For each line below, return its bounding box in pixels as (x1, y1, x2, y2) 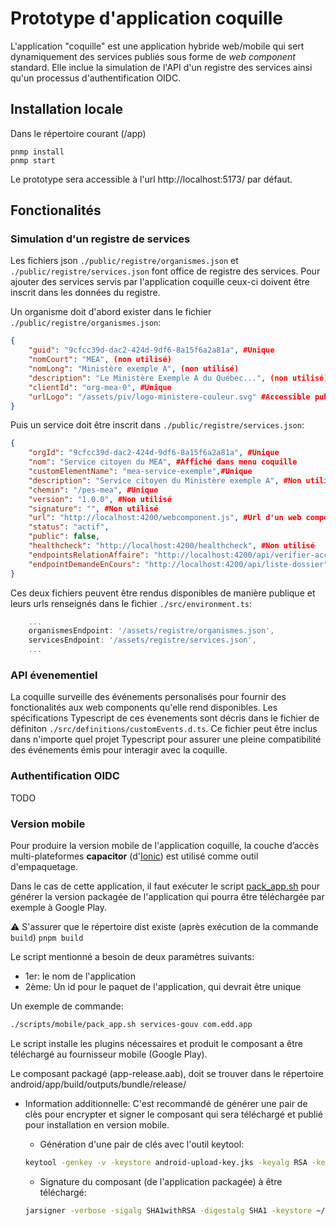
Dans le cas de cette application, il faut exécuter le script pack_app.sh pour (10, 880, 321, 892)
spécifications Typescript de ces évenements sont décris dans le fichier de (10, 712, 320, 724)
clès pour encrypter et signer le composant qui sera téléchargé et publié (24, 1108, 324, 1120)
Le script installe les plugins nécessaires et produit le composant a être (10, 1037, 303, 1049)
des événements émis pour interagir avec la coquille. (10, 744, 228, 756)
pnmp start (10, 155, 56, 166)
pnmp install (10, 147, 65, 157)
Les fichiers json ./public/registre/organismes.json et (10, 255, 239, 267)
